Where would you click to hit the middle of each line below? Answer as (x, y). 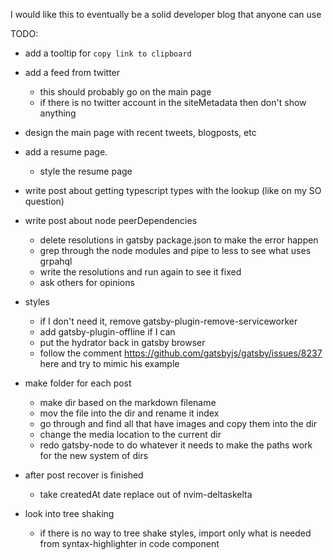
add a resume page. (66, 152)
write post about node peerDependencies (111, 220)
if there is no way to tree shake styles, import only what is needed (175, 533)
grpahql (56, 261)
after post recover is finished (84, 475)
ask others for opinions (87, 282)
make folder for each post (78, 383)
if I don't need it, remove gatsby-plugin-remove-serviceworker (168, 321)
